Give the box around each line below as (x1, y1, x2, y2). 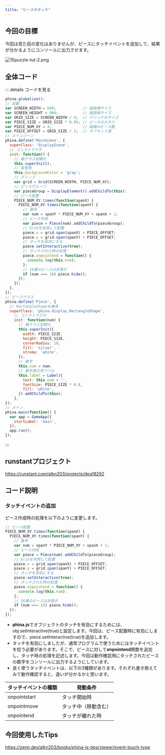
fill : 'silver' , (23, 345, 56, 350)
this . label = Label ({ (18, 373, 63, 378)
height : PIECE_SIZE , (23, 336, 65, 341)
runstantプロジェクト (5, 457, 72, 466)
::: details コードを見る (5, 87, 51, 93)
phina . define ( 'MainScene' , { (5, 138, 65, 143)
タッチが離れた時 (62, 712, 102, 719)
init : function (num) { (14, 318, 61, 323)
